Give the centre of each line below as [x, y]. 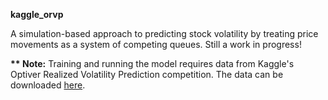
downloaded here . [48, 85]
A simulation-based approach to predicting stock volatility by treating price [164, 33]
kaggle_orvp [37, 14]
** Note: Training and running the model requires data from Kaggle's [152, 63]
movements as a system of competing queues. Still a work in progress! [156, 44]
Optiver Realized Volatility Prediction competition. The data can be [147, 74]
